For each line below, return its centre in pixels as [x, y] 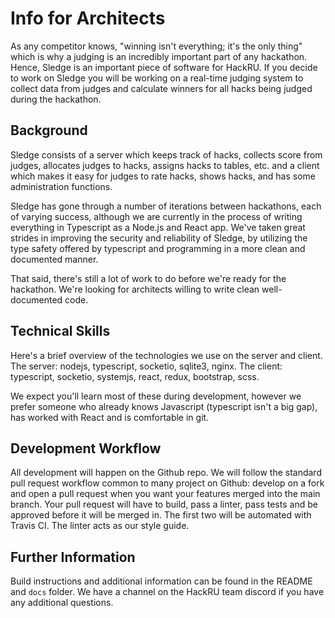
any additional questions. [62, 603]
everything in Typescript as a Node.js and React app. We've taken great [158, 227]
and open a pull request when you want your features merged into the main [165, 494]
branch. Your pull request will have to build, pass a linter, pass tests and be [164, 504]
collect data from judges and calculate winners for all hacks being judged [161, 88]
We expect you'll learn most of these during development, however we [156, 396]
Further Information [73, 557]
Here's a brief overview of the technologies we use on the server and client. [166, 355]
